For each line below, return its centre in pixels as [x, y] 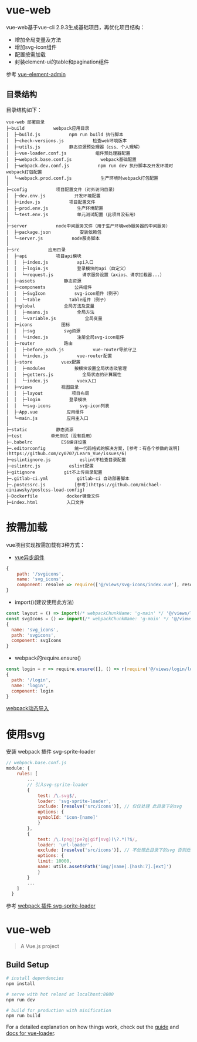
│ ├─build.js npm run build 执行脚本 [65, 135]
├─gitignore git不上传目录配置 [54, 472]
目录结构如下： [24, 110]
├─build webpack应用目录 [48, 128]
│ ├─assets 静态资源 [44, 281]
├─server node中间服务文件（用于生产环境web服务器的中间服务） [88, 226]
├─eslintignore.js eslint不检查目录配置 [66, 460]
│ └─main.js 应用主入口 [47, 418]
